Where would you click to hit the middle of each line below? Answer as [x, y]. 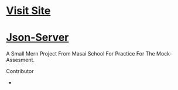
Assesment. [20, 60]
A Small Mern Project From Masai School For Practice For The [81, 54]
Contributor [20, 71]
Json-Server [37, 38]
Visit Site [28, 11]
